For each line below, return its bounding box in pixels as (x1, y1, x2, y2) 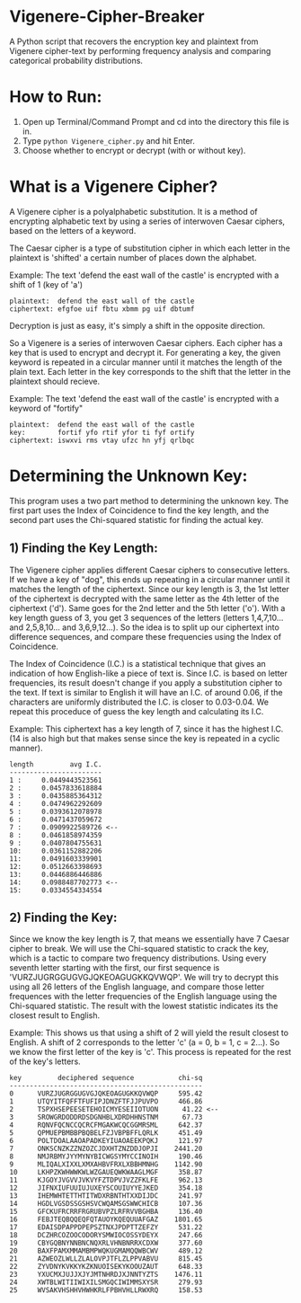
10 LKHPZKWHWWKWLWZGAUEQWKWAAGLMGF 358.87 (9, 1168, 203, 1177)
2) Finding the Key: (9, 909, 118, 925)
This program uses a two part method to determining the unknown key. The (9, 495, 289, 506)
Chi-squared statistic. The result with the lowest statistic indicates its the (9, 1000, 279, 1012)
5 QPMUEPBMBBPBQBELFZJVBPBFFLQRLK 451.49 (9, 1129, 203, 1138)
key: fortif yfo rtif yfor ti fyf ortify (9, 428, 195, 437)
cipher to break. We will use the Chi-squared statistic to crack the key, (9, 944, 270, 954)
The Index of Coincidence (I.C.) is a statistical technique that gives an (9, 658, 267, 669)
